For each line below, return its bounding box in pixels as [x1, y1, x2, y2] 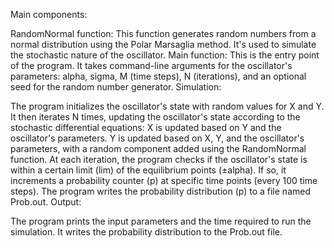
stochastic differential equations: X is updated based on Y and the [10, 122, 282, 133]
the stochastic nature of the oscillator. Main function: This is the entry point [10, 49, 320, 61]
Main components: [10, 9, 88, 20]
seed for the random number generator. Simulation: [10, 81, 222, 93]
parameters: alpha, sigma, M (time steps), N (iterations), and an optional [10, 70, 307, 82]
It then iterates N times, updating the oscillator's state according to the [10, 111, 301, 123]
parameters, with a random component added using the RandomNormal [10, 143, 307, 154]
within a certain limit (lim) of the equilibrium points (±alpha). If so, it [10, 164, 287, 176]
